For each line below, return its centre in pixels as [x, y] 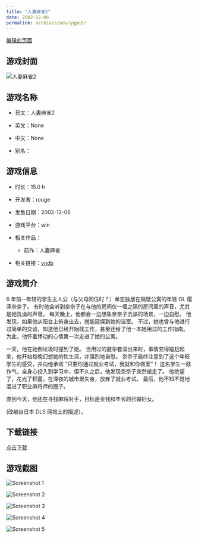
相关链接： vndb [34, 262]
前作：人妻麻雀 [42, 250]
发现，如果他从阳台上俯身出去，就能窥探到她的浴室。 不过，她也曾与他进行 [98, 321]
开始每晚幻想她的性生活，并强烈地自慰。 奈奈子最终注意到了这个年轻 [106, 356]
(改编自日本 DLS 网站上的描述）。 [46, 412]
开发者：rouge [32, 199]
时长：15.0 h [30, 187]
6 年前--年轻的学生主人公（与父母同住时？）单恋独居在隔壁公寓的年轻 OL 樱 [99, 299]
